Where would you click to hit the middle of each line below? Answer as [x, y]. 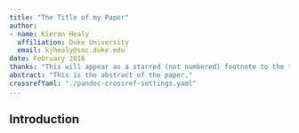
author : [24, 26]
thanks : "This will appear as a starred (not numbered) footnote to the [147, 67]
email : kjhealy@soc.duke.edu [71, 51]
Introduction [44, 119]
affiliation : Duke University [73, 42]
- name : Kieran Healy [49, 34]
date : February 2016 [48, 59]
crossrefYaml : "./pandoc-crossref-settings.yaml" [103, 83]
